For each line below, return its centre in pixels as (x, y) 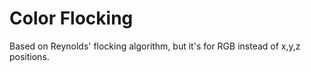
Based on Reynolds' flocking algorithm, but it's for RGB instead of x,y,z (155, 46)
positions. (29, 56)
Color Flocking (71, 18)
